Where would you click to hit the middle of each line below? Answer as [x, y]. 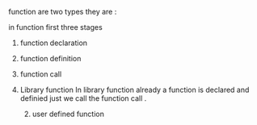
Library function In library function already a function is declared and [135, 90]
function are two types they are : [63, 12]
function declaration [53, 43]
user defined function [68, 114]
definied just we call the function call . [83, 98]
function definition [51, 58]
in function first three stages [55, 27]
